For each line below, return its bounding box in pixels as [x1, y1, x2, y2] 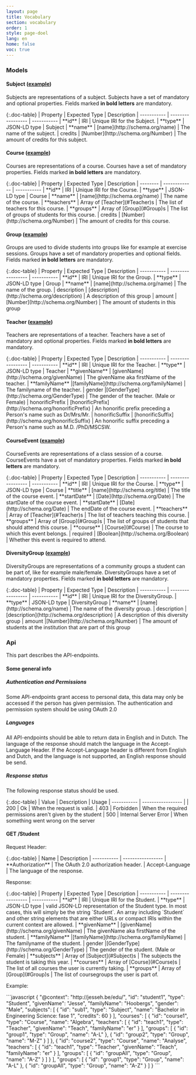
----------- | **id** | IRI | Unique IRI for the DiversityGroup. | [32, 592, 177, 599]
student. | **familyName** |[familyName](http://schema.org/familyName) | [6, 933, 186, 940]
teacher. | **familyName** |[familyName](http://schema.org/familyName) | [6, 380, 186, 387]
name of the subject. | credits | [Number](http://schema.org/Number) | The [6, 129, 187, 136]
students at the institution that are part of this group [6, 623, 130, 630]
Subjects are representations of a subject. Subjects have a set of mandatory [6, 93, 190, 100]
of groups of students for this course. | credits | [6, 211, 121, 219]
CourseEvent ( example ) [6, 437, 66, 444]
